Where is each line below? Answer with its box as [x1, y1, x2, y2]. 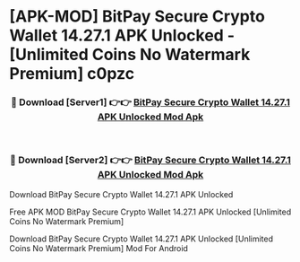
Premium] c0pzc [9, 64, 135, 84]
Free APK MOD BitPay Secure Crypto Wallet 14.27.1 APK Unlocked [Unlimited [9, 206, 292, 217]
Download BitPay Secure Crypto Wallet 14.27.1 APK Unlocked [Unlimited [9, 233, 274, 244]
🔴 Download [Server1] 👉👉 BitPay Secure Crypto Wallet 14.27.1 [10, 96, 291, 109]
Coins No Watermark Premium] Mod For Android [9, 242, 188, 253]
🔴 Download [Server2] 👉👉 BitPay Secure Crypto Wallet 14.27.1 [10, 154, 291, 167]
